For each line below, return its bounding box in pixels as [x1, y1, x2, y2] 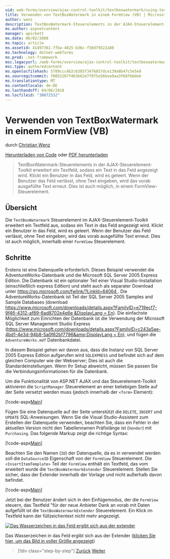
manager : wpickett [5, 31, 44, 36]
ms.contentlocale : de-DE [5, 83, 58, 88]
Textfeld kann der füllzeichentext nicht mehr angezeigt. [5, 513, 120, 519]
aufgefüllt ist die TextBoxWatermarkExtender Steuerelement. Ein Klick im [5, 507, 153, 513]
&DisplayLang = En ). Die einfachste [74, 309, 148, 316]
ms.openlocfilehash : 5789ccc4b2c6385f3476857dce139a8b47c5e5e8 [5, 69, 142, 74]
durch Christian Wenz [5, 142, 51, 148]
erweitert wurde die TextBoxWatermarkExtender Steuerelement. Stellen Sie [5, 466, 158, 472]
